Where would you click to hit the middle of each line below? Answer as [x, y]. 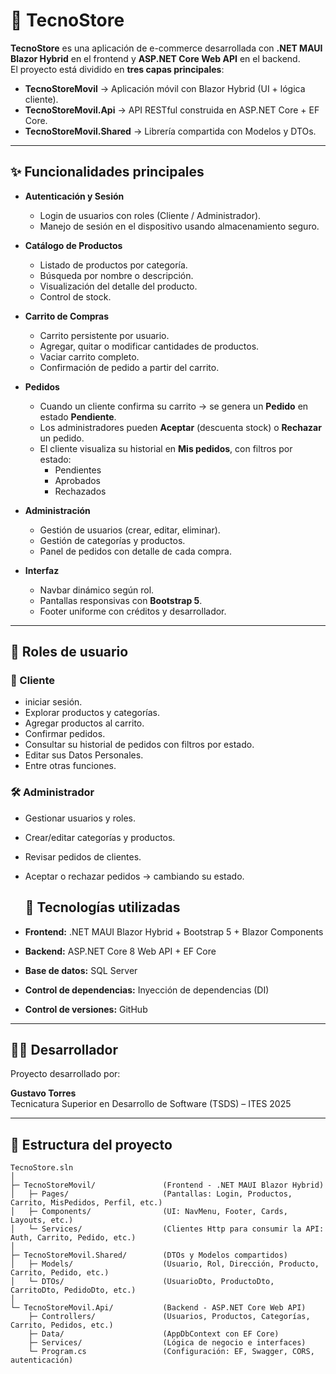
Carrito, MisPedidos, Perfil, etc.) [86, 1203]
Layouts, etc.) [42, 1220]
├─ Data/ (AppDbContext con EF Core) [154, 1334]
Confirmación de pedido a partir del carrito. [129, 367]
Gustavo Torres [43, 1093]
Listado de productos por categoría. [113, 265]
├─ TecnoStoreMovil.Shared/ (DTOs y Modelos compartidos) [149, 1255]
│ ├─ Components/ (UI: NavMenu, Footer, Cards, [149, 1212]
